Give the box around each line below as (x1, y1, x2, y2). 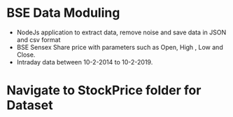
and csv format (16, 35, 61, 43)
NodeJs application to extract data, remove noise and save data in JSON (16, 28, 227, 36)
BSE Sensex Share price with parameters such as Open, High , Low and (16, 43, 223, 51)
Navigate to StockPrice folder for (6, 83, 202, 99)
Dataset (6, 97, 53, 113)
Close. (16, 50, 36, 59)
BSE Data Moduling (6, 5, 120, 21)
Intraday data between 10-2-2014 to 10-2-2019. (16, 57, 153, 66)
